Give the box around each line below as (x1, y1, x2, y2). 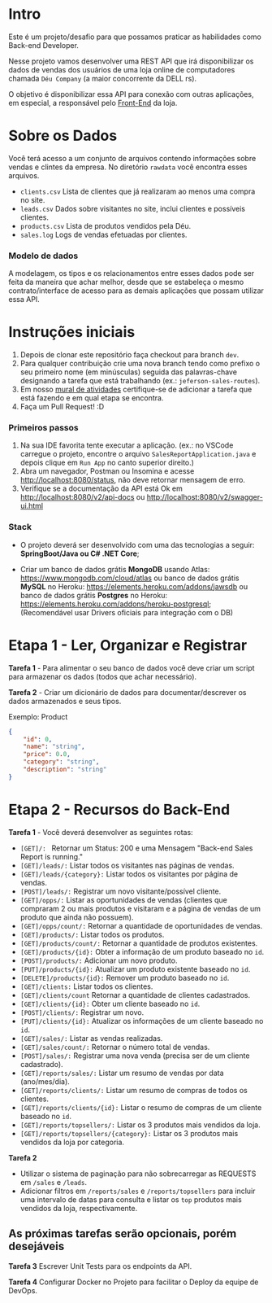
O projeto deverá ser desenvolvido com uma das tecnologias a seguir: (19, 540, 255, 549)
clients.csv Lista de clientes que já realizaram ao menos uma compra (19, 186, 256, 196)
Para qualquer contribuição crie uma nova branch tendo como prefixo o (19, 359, 261, 369)
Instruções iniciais (8, 323, 136, 342)
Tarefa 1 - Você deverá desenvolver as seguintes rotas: (8, 827, 193, 837)
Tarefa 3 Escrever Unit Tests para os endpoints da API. (8, 1261, 192, 1270)
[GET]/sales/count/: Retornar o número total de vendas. (19, 1042, 210, 1052)
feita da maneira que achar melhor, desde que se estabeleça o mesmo (8, 278, 244, 287)
